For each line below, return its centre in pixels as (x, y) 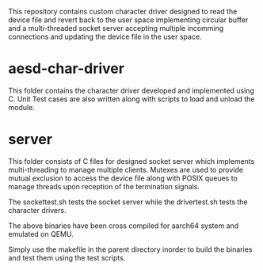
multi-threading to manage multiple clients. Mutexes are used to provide (126, 169)
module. (22, 107)
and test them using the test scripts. (67, 257)
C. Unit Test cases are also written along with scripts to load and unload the (131, 99)
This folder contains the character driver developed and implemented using (131, 90)
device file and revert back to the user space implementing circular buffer (128, 20)
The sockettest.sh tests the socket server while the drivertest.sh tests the (128, 202)
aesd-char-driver (67, 68)
